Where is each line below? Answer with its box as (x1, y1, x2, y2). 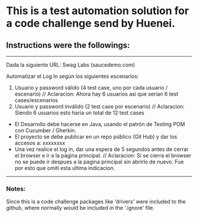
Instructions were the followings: (6, 40, 130, 50)
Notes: (6, 185, 26, 193)
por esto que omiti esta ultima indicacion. (14, 165, 115, 172)
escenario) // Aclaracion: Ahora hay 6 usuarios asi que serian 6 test (14, 90, 179, 97)
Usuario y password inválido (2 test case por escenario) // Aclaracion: (14, 103, 184, 110)
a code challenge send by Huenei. (6, 17, 176, 30)
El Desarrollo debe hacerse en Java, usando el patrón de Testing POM (14, 121, 186, 127)
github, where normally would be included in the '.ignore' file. (6, 205, 155, 212)
